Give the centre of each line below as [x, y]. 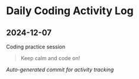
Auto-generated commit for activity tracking [60, 70]
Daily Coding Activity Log [70, 11]
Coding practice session [36, 47]
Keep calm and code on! [50, 58]
